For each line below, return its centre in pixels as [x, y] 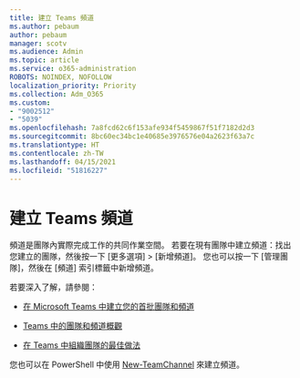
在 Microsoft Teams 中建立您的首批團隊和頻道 [108, 307]
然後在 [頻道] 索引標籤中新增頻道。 [94, 268]
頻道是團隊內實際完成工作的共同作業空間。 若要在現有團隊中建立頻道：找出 [150, 245]
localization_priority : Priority [73, 86]
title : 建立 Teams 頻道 [52, 18]
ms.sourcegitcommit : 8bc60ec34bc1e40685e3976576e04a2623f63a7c [132, 137]
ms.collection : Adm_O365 [57, 94]
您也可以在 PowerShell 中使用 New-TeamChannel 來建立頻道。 [127, 364]
